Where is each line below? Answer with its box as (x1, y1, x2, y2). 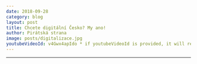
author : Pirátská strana (6, 30, 67, 36)
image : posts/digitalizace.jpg (6, 35, 83, 41)
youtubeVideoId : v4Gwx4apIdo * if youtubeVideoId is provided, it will (6, 41, 185, 47)
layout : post (6, 19, 38, 25)
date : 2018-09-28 (6, 8, 49, 15)
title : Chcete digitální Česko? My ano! (6, 24, 107, 31)
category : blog (6, 14, 43, 20)
